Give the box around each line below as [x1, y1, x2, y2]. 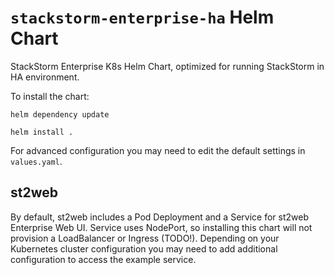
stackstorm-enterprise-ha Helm [10, 6, 275, 29]
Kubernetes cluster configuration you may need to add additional [10, 242, 278, 255]
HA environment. [10, 71, 80, 83]
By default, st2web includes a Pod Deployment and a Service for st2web [10, 211, 309, 223]
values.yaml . [10, 155, 63, 167]
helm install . [10, 127, 74, 137]
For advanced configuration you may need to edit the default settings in [10, 144, 306, 156]
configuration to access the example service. [10, 253, 197, 265]
